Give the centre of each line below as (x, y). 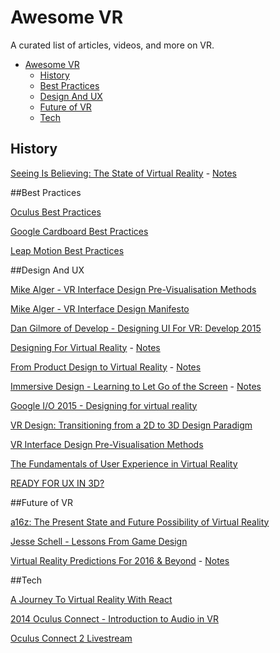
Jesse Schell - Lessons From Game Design (99, 541)
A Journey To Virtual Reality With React (91, 599)
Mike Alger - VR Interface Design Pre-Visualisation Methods (133, 289)
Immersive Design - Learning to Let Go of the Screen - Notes (136, 386)
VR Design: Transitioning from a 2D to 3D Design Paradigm (131, 425)
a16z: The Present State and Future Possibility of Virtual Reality (140, 522)
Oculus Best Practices (56, 212)
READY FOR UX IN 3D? (57, 483)
